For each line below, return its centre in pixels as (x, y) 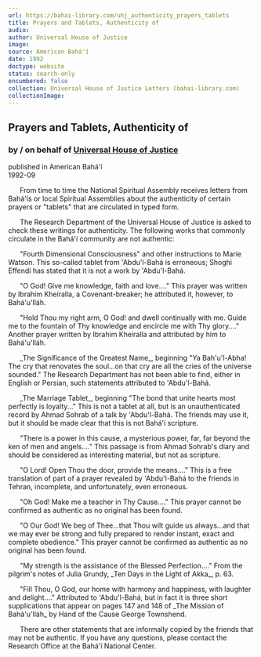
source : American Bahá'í (49, 52)
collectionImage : (36, 96)
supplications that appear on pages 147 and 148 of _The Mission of (116, 605)
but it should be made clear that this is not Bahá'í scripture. (103, 423)
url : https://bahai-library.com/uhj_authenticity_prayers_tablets (119, 15)
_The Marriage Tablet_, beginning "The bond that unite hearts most (128, 397)
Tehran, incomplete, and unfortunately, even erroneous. (98, 486)
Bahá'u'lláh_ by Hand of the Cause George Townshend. (97, 614)
